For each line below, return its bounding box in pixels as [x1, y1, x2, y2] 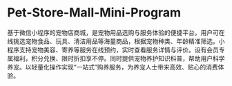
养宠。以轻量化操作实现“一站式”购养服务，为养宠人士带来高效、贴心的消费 [7, 63, 219, 71]
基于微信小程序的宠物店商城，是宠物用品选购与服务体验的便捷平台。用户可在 [7, 28, 225, 36]
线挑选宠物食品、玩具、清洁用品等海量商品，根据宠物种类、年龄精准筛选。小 [7, 36, 225, 45]
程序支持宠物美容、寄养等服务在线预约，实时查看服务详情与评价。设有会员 [7, 45, 219, 54]
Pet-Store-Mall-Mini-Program [7, 5, 182, 21]
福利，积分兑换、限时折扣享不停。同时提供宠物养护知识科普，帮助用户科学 [12, 54, 225, 63]
